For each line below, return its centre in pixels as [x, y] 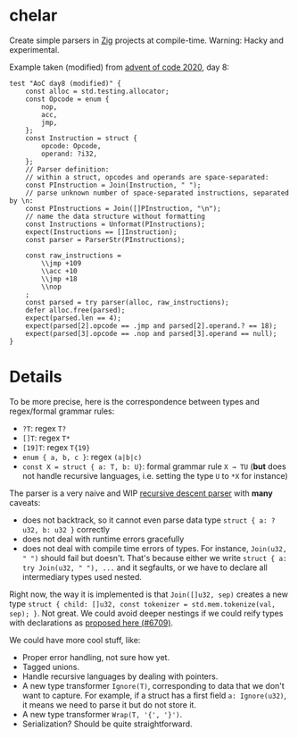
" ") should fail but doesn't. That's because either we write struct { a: [154, 558]
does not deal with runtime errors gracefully [103, 539]
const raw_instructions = [74, 256]
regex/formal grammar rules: [62, 411]
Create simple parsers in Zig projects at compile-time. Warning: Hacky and [146, 40]
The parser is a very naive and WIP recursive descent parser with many [141, 493]
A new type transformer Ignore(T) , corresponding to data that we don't [153, 685]
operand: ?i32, [70, 154]
